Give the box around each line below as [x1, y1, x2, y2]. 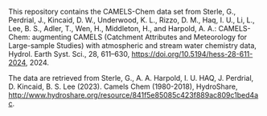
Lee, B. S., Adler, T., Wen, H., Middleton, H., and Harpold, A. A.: [8, 24, 217, 33]
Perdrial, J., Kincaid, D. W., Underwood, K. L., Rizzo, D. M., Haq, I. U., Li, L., [8, 15, 255, 25]
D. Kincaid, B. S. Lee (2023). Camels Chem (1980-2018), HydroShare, [8, 82, 238, 91]
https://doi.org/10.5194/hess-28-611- [131, 50, 253, 58]
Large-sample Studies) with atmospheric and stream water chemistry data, [8, 41, 257, 50]
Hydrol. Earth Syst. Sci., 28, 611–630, [8, 50, 130, 58]
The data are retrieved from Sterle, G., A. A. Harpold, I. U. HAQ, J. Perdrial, [8, 74, 254, 82]
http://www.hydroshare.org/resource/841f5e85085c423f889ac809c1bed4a [8, 90, 259, 99]
